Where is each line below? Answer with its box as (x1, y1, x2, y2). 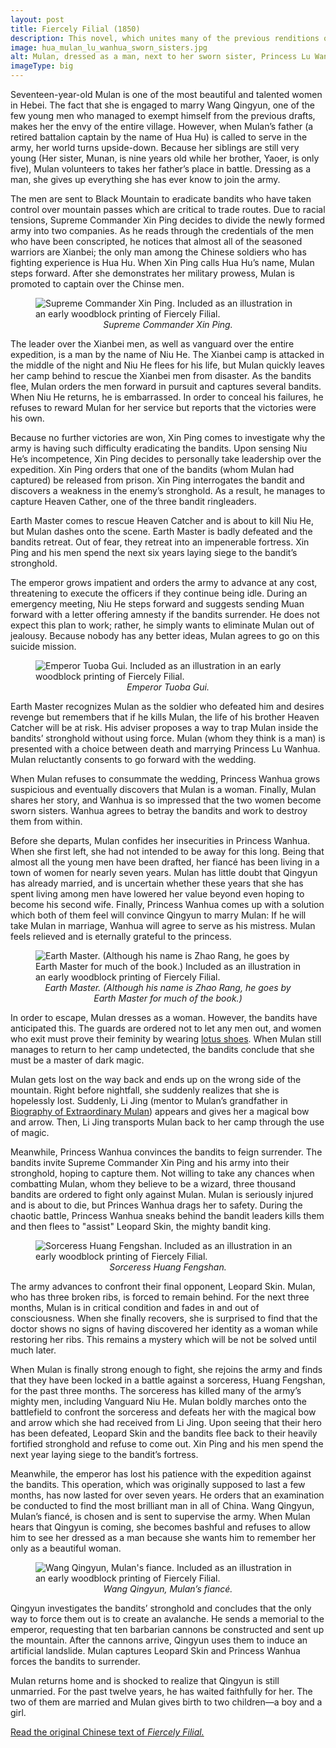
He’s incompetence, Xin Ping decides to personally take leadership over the (10, 453, 322, 465)
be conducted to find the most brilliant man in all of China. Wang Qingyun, (10, 1500, 315, 1511)
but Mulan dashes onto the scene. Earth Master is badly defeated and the (10, 526, 313, 537)
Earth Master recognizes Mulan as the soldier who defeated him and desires (10, 701, 325, 712)
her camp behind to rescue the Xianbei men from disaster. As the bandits (10, 370, 312, 381)
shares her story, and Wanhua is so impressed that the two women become (10, 794, 322, 806)
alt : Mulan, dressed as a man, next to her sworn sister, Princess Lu (10, 52, 311, 62)
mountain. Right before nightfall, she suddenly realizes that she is (10, 1084, 280, 1096)
